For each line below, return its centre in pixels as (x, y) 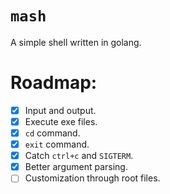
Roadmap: (54, 83)
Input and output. (60, 110)
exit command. (57, 144)
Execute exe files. (61, 121)
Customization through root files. (92, 178)
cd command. (52, 133)
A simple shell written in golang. (76, 42)
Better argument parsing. (76, 167)
